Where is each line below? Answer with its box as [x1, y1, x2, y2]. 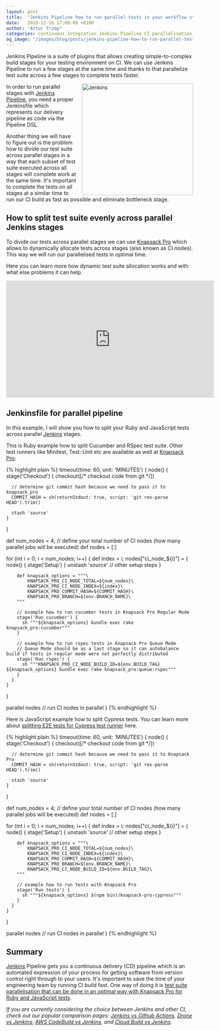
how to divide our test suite [6, 145, 73, 152]
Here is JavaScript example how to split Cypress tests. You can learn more [6, 715, 189, 723]
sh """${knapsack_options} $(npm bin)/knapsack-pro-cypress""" [21, 892, 182, 898]
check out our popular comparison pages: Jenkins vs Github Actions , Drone [6, 1012, 193, 1019]
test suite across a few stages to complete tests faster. [6, 72, 140, 79]
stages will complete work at [6, 171, 76, 177]
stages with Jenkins [6, 90, 55, 96]
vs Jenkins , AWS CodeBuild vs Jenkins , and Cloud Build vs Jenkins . [6, 1019, 173, 1026]
